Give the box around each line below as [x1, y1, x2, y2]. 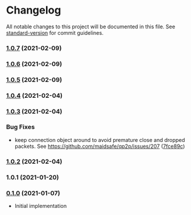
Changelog [6, 4, 61, 17]
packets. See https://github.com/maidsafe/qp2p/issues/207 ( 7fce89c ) [14, 143, 185, 150]
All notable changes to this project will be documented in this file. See [6, 23, 176, 30]
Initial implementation [14, 202, 67, 209]
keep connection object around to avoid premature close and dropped [14, 136, 186, 143]
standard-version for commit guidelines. [6, 29, 104, 36]
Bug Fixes [6, 123, 35, 131]
